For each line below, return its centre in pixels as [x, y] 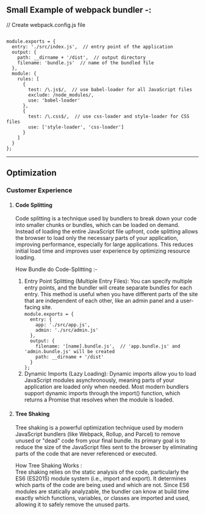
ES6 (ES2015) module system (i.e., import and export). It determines [101, 478]
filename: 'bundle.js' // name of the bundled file [86, 63]
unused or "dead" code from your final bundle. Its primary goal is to [100, 441]
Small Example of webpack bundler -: [79, 10]
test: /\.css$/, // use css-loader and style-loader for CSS [109, 116]
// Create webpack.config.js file [46, 24]
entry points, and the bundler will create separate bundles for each [108, 288]
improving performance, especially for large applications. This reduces [104, 245]
